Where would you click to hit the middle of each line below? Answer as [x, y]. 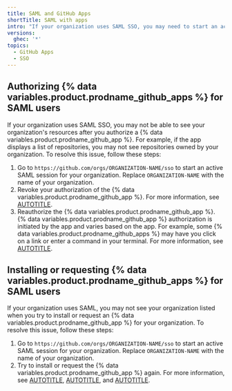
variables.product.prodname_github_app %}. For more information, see [118, 197]
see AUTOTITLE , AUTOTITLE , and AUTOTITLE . [84, 380]
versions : [21, 33]
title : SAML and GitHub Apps [49, 13]
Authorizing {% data [52, 87]
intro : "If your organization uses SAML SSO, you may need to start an [112, 26]
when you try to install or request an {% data [71, 316]
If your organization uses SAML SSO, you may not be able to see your [106, 124]
